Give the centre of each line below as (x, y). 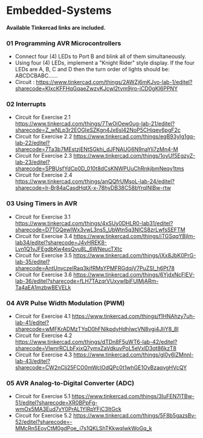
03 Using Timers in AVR (42, 204)
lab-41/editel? (32, 322)
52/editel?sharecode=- (43, 422)
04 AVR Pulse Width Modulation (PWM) (66, 303)
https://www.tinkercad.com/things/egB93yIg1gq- (134, 137)
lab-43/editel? (33, 361)
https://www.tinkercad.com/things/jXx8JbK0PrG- (135, 255)
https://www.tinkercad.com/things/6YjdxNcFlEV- (134, 274)
